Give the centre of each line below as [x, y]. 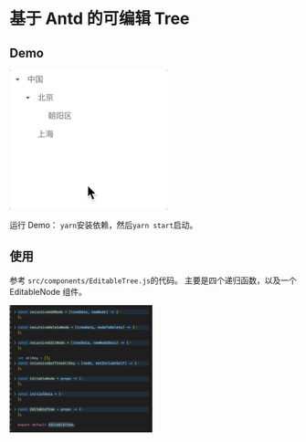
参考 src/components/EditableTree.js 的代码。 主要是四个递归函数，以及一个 [153, 280]
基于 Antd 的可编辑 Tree [100, 19]
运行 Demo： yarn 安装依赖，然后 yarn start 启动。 [104, 225]
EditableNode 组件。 [48, 291]
